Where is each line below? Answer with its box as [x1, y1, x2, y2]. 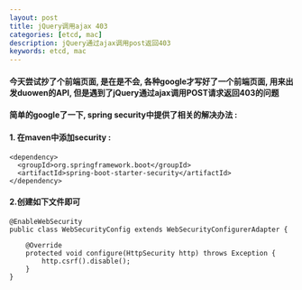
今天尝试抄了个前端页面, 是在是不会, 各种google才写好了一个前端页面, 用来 [9, 76, 286, 87]
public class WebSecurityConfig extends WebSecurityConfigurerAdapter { [9, 225, 288, 234]
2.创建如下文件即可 [9, 196, 81, 208]
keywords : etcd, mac [9, 47, 87, 56]
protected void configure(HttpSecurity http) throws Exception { [25, 248, 277, 257]
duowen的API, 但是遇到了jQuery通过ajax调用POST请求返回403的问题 [16, 87, 279, 98]
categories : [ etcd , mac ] [9, 30, 103, 39]
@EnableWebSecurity [9, 217, 83, 226]
